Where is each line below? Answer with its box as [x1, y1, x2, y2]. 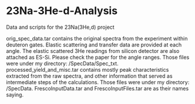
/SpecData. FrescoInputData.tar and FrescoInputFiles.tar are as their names [6, 85, 189, 92]
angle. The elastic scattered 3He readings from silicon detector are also [6, 47, 180, 54]
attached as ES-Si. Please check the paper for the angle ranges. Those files [6, 53, 190, 61]
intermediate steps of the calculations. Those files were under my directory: [6, 78, 190, 86]
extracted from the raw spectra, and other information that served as [6, 72, 173, 79]
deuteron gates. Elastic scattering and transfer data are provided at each [6, 41, 182, 48]
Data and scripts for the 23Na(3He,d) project [6, 24, 115, 31]
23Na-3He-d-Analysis [6, 4, 118, 18]
